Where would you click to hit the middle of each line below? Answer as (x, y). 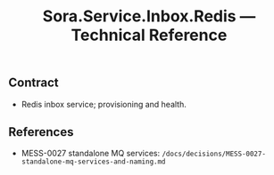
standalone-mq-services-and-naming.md (93, 162)
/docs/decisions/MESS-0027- (214, 154)
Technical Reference (149, 35)
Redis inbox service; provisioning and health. (104, 104)
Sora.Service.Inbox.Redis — (149, 16)
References (41, 132)
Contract (33, 83)
